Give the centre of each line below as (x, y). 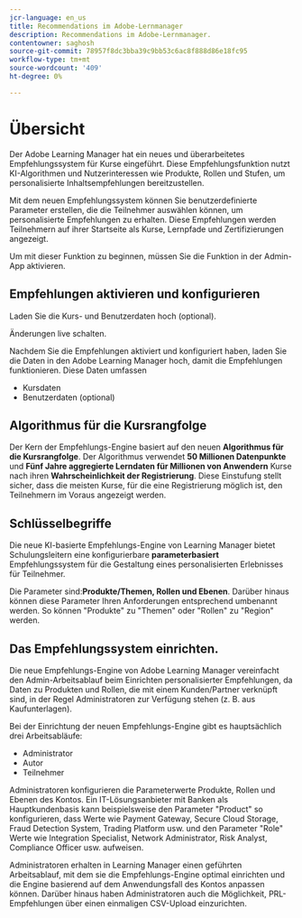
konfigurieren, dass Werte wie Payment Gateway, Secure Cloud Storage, (144, 819)
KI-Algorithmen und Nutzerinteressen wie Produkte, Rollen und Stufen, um (147, 173)
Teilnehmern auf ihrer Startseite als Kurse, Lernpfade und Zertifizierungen (146, 229)
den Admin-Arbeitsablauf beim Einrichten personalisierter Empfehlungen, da (151, 680)
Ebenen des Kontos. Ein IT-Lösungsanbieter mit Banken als (119, 799)
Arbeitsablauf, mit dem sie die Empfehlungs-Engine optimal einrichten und (147, 874)
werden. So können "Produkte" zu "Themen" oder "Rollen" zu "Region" (142, 611)
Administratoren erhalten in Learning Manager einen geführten (126, 865)
